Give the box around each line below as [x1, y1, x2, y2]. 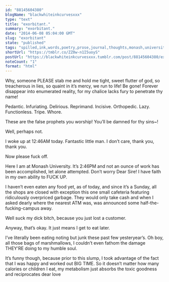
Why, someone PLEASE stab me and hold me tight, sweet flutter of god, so [5, 78, 160, 84]
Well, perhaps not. [5, 128, 43, 134]
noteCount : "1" [5, 59, 37, 64]
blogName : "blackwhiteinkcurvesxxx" [5, 12, 82, 17]
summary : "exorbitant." [5, 26, 55, 31]
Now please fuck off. [5, 154, 49, 160]
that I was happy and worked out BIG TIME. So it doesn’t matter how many [5, 261, 159, 267]
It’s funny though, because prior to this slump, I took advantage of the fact [5, 255, 159, 261]
